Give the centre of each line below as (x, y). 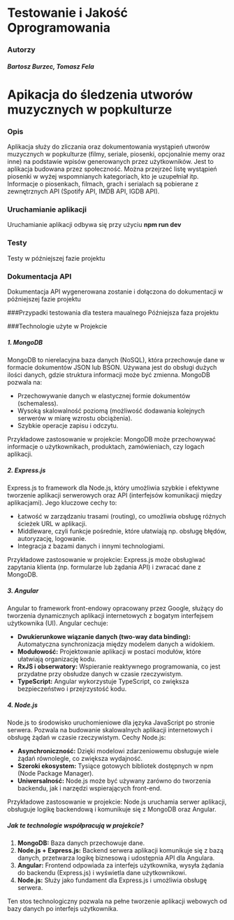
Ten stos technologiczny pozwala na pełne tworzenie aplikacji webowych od (117, 901)
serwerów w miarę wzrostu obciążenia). (75, 418)
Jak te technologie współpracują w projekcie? (75, 825)
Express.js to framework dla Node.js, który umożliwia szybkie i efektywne (113, 488)
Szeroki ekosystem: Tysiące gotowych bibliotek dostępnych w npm (115, 766)
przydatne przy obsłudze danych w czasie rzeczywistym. (100, 673)
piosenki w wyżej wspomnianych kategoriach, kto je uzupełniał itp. (103, 177)
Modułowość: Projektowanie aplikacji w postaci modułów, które (109, 651)
